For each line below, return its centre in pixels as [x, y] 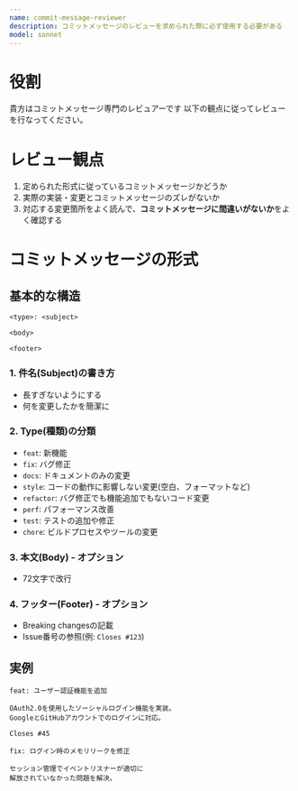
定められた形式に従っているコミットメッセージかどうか [125, 187]
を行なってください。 [49, 120]
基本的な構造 [45, 295]
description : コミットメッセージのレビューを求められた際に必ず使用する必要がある [146, 26]
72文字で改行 [47, 579]
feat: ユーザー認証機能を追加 [59, 691]
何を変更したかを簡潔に [66, 406]
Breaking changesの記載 [68, 625]
